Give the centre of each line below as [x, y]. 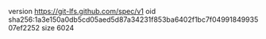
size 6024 [58, 28]
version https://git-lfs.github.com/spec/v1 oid [82, 11]
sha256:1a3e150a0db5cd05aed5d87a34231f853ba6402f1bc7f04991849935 [133, 19]
